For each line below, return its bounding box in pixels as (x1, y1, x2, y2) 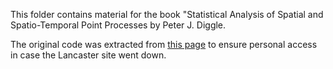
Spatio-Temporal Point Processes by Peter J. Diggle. (10, 19, 227, 31)
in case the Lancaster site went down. (10, 49, 167, 61)
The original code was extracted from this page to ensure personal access (10, 39, 318, 50)
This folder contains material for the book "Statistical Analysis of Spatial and (10, 9, 324, 20)
